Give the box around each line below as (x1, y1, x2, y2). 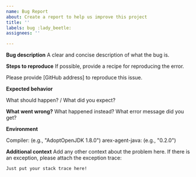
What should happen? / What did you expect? (6, 97, 116, 104)
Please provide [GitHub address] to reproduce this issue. (6, 74, 143, 81)
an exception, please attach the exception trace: (6, 154, 122, 161)
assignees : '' (6, 30, 41, 36)
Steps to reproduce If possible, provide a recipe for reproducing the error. (6, 63, 184, 70)
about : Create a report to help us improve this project (6, 14, 148, 20)
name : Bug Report (6, 8, 48, 15)
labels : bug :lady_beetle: (6, 25, 72, 31)
